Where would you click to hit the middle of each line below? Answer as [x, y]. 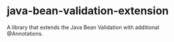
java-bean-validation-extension [88, 11]
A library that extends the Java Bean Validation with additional [83, 27]
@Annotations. [25, 33]
